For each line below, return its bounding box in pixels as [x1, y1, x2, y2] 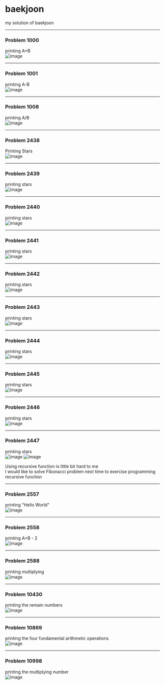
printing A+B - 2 [5, 535, 38, 541]
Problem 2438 [5, 137, 40, 144]
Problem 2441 [5, 237, 39, 244]
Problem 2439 [5, 170, 40, 177]
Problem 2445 [5, 370, 40, 377]
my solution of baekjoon [5, 20, 54, 26]
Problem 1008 [5, 104, 39, 110]
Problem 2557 [5, 491, 39, 498]
